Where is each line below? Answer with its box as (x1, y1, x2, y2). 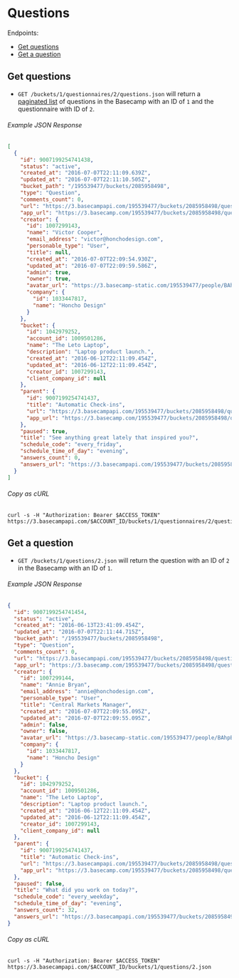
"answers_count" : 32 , (14, 907, 78, 914)
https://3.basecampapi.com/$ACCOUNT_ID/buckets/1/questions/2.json (7, 963, 212, 970)
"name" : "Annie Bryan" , (20, 682, 91, 689)
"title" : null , (26, 249, 72, 256)
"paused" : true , (20, 427, 69, 435)
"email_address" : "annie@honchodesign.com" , (20, 688, 154, 695)
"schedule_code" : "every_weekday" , (14, 893, 119, 900)
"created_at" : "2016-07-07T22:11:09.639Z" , (20, 170, 152, 177)
